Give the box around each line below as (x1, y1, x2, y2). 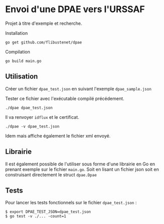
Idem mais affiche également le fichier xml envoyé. (5, 132, 111, 139)
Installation (5, 30, 28, 36)
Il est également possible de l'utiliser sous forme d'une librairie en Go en (5, 161, 155, 167)
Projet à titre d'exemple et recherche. (5, 20, 82, 26)
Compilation (5, 49, 30, 55)
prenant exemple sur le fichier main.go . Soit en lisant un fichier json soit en (5, 166, 159, 172)
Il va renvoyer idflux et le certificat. (5, 114, 79, 120)
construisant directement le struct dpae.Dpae (5, 171, 97, 177)
